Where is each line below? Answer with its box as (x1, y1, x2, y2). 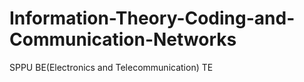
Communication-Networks (9, 28, 237, 51)
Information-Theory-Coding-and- (9, 7, 296, 30)
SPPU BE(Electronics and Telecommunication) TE (9, 61, 214, 73)
